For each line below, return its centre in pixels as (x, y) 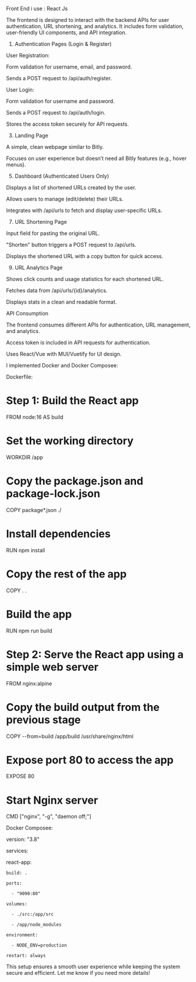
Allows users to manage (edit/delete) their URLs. (65, 199)
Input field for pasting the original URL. (53, 233)
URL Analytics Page (39, 267)
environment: (22, 935)
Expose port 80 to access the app (90, 760)
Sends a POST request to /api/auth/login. (56, 112)
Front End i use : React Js (37, 9)
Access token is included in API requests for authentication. (79, 342)
